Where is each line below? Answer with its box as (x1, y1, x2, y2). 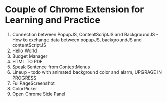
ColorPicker (12, 85, 37, 91)
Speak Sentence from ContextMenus (12, 64, 90, 70)
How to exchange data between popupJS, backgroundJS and (12, 37, 142, 43)
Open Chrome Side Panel (12, 91, 66, 97)
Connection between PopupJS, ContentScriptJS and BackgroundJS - (12, 31, 159, 37)
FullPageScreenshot (12, 80, 55, 86)
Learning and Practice (5, 14, 101, 26)
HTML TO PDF (12, 58, 43, 64)
